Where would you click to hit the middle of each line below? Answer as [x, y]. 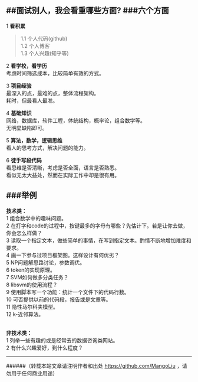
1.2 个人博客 [35, 45]
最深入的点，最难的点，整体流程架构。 [52, 93]
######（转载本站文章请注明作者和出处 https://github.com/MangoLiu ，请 [97, 365]
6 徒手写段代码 [24, 160]
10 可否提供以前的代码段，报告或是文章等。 [59, 299]
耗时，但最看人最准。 [32, 100]
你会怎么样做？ [24, 233]
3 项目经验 [19, 86]
